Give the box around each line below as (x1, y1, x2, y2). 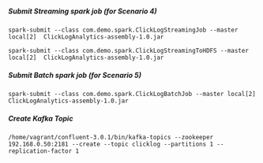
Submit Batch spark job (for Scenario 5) (8, 70, 142, 80)
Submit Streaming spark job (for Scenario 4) (8, 6, 158, 16)
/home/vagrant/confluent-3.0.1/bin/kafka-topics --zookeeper (8, 133, 214, 141)
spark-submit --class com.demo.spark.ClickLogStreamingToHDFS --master (8, 46, 249, 54)
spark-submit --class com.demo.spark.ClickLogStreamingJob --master (8, 26, 239, 34)
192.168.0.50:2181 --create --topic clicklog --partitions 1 (8, 140, 214, 148)
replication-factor (8, 146, 73, 155)
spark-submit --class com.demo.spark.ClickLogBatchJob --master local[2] (8, 90, 257, 98)
